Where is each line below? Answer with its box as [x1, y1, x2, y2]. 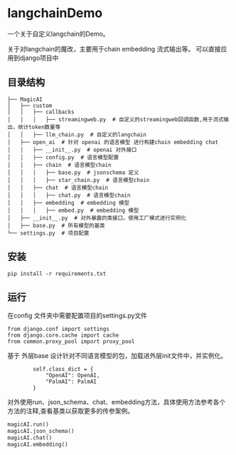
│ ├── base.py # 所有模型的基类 [7, 222, 105, 229]
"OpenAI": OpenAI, [45, 372, 100, 379]
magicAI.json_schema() [7, 428, 75, 435]
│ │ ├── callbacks [7, 108, 75, 116]
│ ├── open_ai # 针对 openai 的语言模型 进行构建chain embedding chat [7, 138, 219, 145]
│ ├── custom [7, 102, 53, 109]
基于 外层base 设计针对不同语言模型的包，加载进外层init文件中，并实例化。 [7, 352, 227, 360]
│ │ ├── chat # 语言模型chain [7, 184, 109, 191]
